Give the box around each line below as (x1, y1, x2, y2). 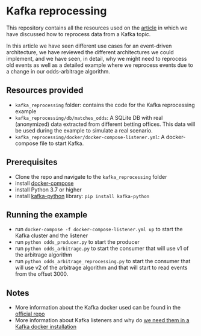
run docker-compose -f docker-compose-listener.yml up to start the (14, 226, 183, 233)
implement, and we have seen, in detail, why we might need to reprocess (6, 55, 187, 62)
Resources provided (6, 86, 84, 96)
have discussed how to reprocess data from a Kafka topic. (6, 30, 151, 37)
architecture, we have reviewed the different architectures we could (6, 48, 175, 55)
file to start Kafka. (39, 140, 84, 147)
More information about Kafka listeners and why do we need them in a (14, 317, 190, 324)
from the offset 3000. (14, 270, 69, 278)
